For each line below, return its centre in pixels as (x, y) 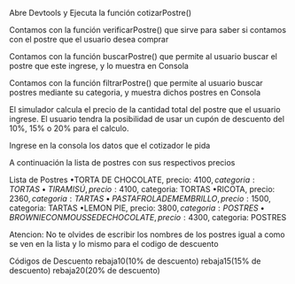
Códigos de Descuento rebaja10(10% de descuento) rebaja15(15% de (135, 261)
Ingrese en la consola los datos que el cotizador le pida (110, 146)
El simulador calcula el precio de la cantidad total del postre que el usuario (145, 109)
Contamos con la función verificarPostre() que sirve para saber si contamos (147, 30)
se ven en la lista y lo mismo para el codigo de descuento (114, 244)
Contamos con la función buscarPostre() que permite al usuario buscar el (143, 56)
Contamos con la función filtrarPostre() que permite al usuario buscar (136, 83)
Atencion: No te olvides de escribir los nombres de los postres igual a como (147, 234)
